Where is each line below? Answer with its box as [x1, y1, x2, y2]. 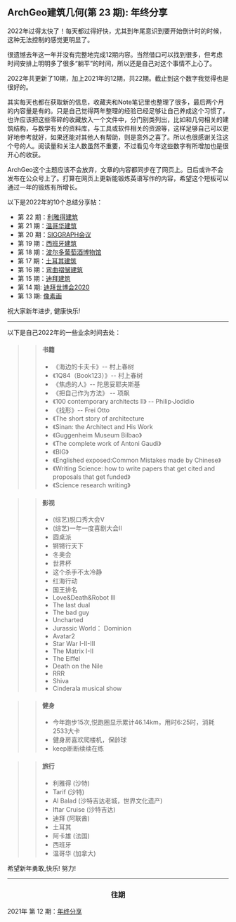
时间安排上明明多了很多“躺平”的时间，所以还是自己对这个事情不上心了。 [7, 59, 216, 67]
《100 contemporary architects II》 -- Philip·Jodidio [52, 397, 195, 406]
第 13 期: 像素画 [17, 291, 62, 300]
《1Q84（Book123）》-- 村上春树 [52, 371, 143, 380]
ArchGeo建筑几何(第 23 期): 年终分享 [7, 6, 168, 19]
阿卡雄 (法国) [52, 831, 90, 840]
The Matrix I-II [52, 647, 93, 655]
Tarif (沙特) [52, 787, 85, 796]
